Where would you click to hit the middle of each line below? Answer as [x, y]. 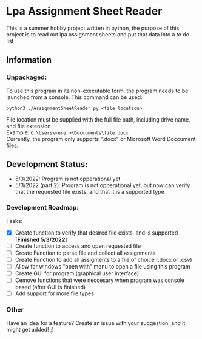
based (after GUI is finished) [50, 287]
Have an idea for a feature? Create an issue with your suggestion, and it [96, 323]
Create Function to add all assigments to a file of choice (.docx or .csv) [103, 259]
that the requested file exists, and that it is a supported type [90, 192]
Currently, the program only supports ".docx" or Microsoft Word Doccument [101, 139]
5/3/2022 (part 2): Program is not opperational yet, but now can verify [103, 185]
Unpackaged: [27, 77]
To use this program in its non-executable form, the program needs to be [97, 91]
